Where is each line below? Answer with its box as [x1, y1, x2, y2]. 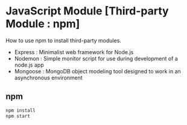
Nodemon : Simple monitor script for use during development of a [14, 55, 179, 62]
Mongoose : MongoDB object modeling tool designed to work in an [14, 67, 182, 75]
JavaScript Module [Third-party [5, 4, 170, 18]
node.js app [14, 61, 44, 69]
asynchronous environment [14, 74, 83, 81]
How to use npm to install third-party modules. [5, 37, 122, 44]
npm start [5, 113, 31, 119]
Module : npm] [5, 17, 80, 31]
